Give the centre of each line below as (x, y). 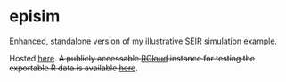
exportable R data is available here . (74, 68)
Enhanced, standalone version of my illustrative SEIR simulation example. (143, 41)
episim (35, 16)
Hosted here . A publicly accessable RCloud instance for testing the (132, 58)
